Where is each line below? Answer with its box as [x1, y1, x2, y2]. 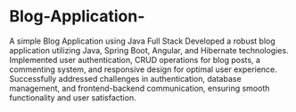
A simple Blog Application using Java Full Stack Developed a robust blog [9, 36, 276, 46]
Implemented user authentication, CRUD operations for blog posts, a [9, 54, 261, 65]
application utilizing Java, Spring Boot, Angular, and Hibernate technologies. [9, 44, 289, 55]
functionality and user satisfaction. [9, 92, 136, 103]
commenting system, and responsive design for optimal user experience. [9, 64, 278, 75]
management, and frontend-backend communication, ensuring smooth [9, 83, 270, 93]
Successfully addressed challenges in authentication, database [9, 73, 243, 84]
